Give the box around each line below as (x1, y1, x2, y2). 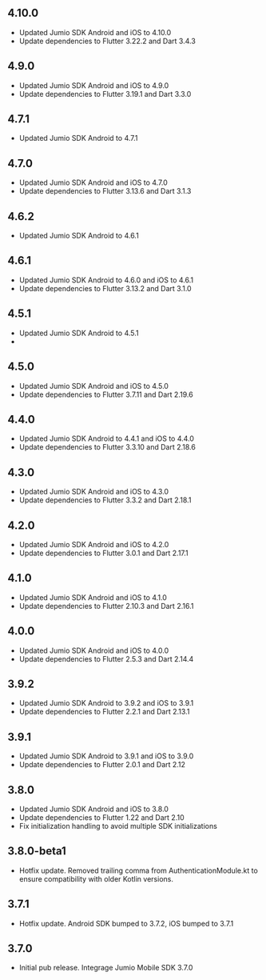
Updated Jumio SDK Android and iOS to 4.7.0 (18, 178, 169, 187)
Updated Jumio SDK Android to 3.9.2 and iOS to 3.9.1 (18, 698, 194, 708)
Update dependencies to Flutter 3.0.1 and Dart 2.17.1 (18, 548, 189, 558)
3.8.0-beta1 (7, 844, 67, 858)
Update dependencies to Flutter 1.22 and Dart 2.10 (18, 813, 185, 822)
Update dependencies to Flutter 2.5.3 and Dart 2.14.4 (18, 654, 194, 663)
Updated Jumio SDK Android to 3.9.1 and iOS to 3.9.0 (18, 751, 194, 761)
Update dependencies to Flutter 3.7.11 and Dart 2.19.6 (18, 390, 193, 399)
